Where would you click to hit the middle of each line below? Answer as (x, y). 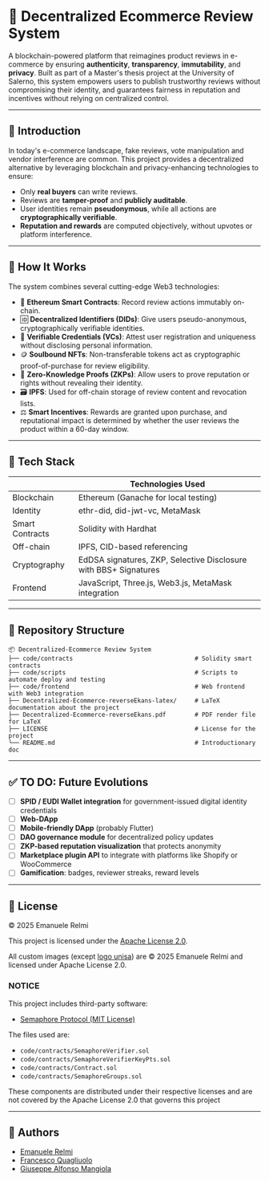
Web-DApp (39, 819)
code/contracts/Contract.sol (68, 1068)
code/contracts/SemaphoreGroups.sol (81, 1076)
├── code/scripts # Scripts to (123, 673)
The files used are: (39, 1034)
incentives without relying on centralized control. (89, 98)
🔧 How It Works (47, 267)
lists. (28, 403)
